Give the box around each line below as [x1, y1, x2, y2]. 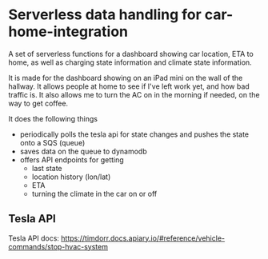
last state [31, 163, 62, 173]
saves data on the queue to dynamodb [19, 146, 147, 156]
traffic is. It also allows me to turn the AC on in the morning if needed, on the [8, 90, 260, 99]
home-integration [8, 22, 129, 41]
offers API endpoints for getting [19, 154, 124, 165]
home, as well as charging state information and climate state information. [8, 58, 252, 67]
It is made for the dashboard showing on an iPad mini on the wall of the [8, 73, 243, 82]
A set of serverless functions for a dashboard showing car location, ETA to [8, 49, 254, 58]
